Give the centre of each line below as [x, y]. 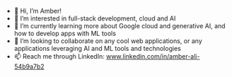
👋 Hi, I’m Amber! [37, 11]
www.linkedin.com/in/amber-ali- [153, 56]
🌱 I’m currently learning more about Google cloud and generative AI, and [120, 26]
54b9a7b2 [29, 66]
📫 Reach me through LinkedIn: [59, 56]
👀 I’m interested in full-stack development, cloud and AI [95, 18]
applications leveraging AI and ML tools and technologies [98, 48]
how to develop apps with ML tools [65, 33]
